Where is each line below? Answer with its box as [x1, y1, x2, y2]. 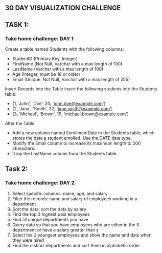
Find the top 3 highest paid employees [12, 211, 90, 217]
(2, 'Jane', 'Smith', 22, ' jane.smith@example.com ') [12, 106, 113, 112]
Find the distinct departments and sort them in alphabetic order [12, 242, 140, 248]
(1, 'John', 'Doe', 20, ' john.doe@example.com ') [12, 101, 106, 106]
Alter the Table [5, 121, 35, 126]
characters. [12, 146, 36, 151]
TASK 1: [5, 21, 29, 29]
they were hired [12, 237, 44, 243]
